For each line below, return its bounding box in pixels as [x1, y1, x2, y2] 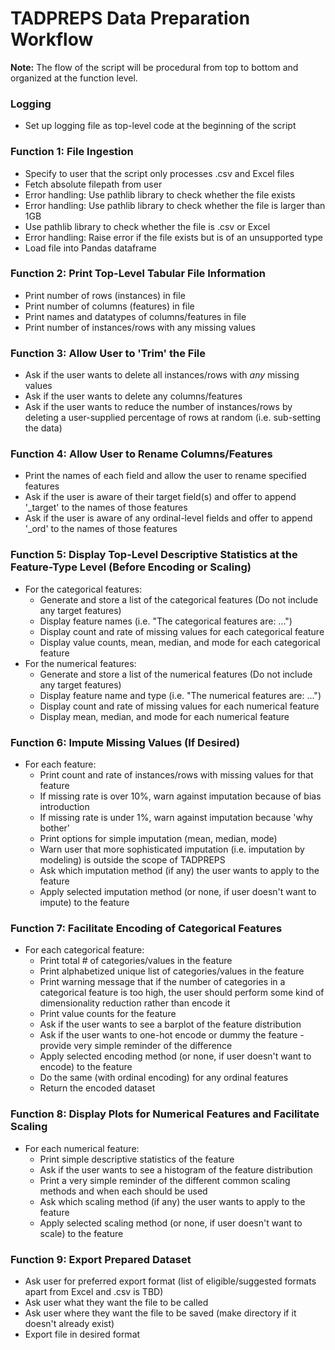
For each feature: [24, 758, 97, 771]
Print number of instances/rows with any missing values [24, 321, 256, 333]
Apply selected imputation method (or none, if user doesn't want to [39, 886, 317, 898]
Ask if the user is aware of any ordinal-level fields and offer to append [24, 512, 313, 524]
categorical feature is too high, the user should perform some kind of [39, 987, 325, 999]
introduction [39, 801, 90, 813]
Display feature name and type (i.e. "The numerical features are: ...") [39, 689, 322, 701]
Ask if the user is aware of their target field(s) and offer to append [24, 491, 297, 503]
